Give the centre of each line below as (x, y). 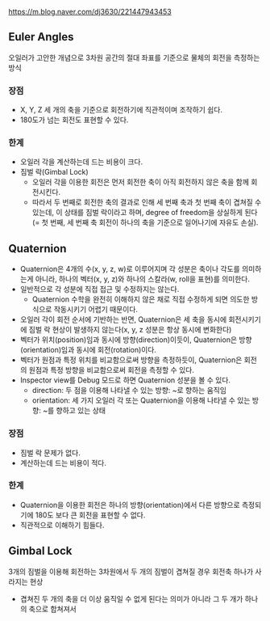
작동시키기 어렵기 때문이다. (96, 310)
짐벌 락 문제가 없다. (50, 453)
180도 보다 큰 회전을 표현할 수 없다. (90, 515)
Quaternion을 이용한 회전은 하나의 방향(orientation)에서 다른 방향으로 (130, 505)
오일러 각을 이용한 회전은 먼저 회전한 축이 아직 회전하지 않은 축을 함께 (141, 182)
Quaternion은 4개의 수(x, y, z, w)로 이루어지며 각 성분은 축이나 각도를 (130, 269)
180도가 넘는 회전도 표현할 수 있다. (74, 120)
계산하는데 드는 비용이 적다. (63, 463)
